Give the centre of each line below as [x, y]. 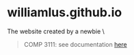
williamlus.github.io [65, 13]
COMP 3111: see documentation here [76, 44]
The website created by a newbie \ [56, 31]
